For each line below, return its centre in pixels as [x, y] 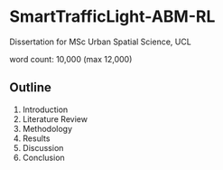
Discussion [43, 147]
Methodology [47, 128]
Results [36, 138]
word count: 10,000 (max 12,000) [71, 59]
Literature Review [55, 118]
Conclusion [43, 157]
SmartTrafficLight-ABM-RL [112, 17]
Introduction [45, 109]
